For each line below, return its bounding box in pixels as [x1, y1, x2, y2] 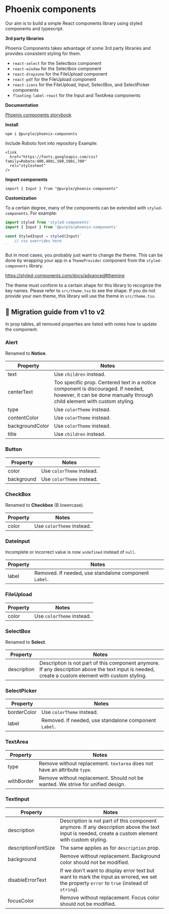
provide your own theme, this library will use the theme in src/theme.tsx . [5, 293, 156, 299]
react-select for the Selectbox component [12, 60, 102, 66]
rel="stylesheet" [10, 163, 46, 168]
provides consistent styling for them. [5, 50, 81, 56]
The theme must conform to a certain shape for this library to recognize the [5, 282, 162, 288]
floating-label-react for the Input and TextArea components [12, 92, 141, 98]
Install [5, 121, 19, 127]
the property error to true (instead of [59, 879, 148, 886]
